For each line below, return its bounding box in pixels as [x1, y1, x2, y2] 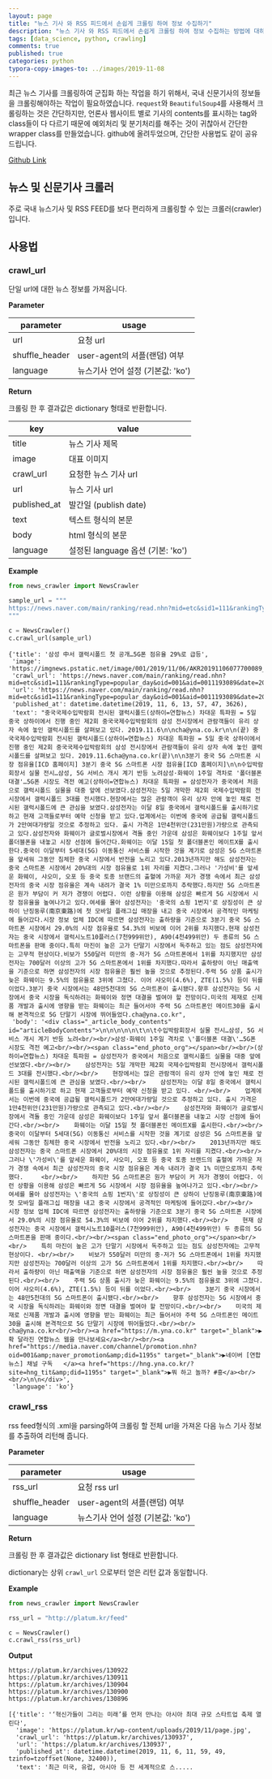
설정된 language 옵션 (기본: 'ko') [68, 545, 188, 556]
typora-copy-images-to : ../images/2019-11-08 [8, 65, 164, 73]
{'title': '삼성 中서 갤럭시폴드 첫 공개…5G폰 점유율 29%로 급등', [8, 650, 209, 658]
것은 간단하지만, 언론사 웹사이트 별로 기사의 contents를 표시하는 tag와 [36, 108, 257, 118]
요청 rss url [77, 1481, 119, 1492]
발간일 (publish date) [68, 499, 147, 511]
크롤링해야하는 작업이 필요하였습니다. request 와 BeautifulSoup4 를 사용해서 [16, 98, 256, 108]
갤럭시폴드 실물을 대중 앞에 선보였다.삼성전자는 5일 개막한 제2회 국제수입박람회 [23, 786, 252, 794]
